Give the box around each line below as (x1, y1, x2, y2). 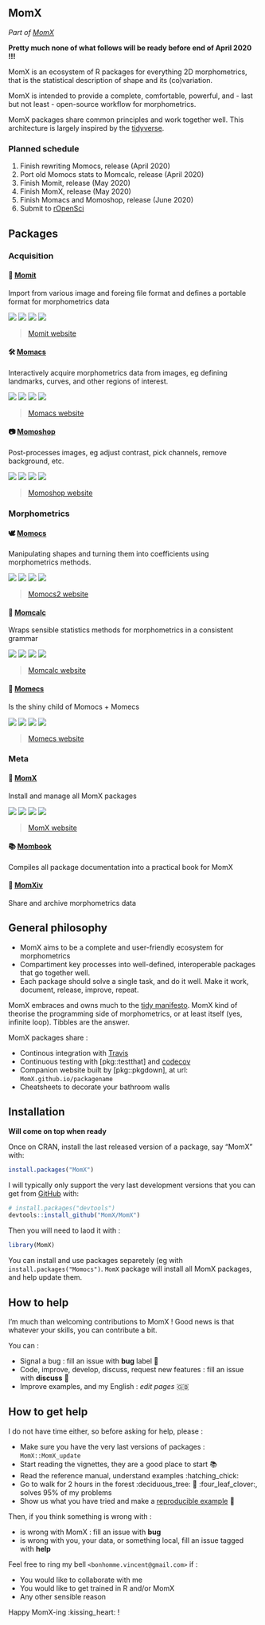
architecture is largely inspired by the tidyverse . (8, 123, 165, 132)
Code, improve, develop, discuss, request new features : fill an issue (19, 1365, 244, 1375)
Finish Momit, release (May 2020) (19, 179, 131, 188)
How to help (8, 1296, 69, 1309)
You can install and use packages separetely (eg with (8, 1256, 183, 1265)
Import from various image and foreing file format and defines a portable (8, 288, 247, 297)
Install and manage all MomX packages (8, 791, 137, 801)
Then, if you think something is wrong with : (8, 1511, 152, 1521)
